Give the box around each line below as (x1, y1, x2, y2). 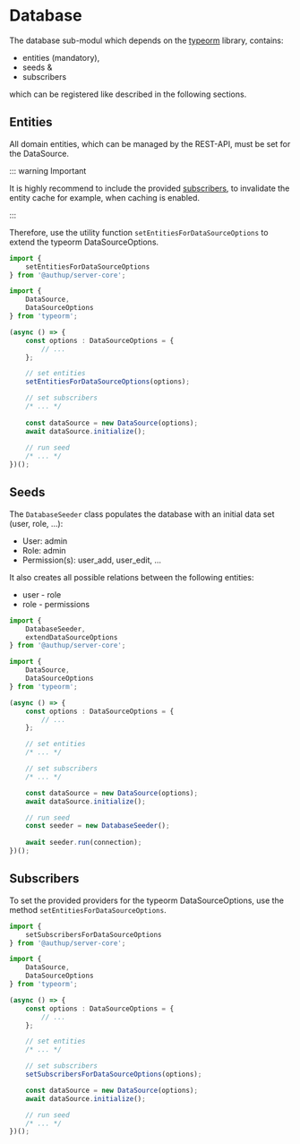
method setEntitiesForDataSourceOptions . (9, 904, 167, 915)
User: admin (21, 535, 68, 546)
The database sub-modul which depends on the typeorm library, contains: (9, 35, 284, 46)
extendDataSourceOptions (25, 632, 118, 641)
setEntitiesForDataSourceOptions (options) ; (25, 377, 191, 386)
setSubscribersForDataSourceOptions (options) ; (25, 1070, 202, 1079)
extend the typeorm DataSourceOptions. (9, 237, 159, 247)
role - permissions (21, 598, 90, 609)
